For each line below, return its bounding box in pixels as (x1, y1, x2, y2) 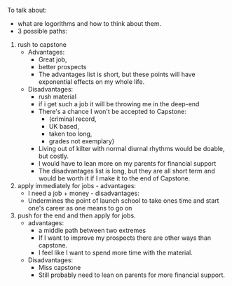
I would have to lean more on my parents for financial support (38, 159, 217, 167)
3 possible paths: (17, 27, 68, 35)
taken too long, (48, 129, 93, 138)
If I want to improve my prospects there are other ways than (38, 234, 212, 242)
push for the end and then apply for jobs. (17, 211, 136, 220)
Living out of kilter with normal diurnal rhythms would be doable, (38, 145, 226, 152)
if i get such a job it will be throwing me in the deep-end (38, 100, 200, 108)
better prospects (38, 63, 87, 71)
